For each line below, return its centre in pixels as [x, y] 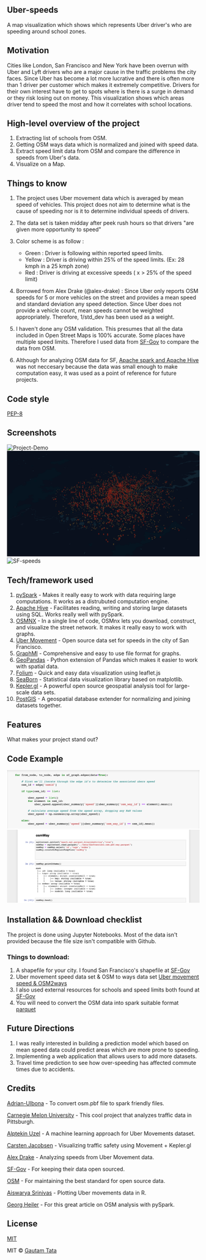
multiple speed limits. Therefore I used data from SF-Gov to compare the [107, 342]
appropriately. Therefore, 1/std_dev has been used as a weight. [95, 317]
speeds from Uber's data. [48, 158]
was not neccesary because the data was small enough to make [97, 367]
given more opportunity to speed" [58, 229]
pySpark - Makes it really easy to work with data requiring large [96, 595]
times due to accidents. [45, 1069]
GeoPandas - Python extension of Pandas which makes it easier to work [107, 660]
